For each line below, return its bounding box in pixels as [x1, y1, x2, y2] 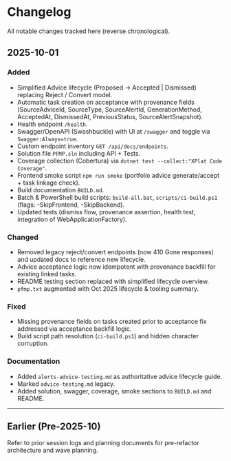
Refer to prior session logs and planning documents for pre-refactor [7, 439, 199, 447]
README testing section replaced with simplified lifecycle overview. [16, 277, 210, 285]
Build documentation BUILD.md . [16, 185, 104, 194]
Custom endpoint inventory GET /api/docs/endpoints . [16, 142, 169, 150]
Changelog [7, 4, 71, 20]
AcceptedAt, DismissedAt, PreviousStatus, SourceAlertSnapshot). [16, 112, 203, 121]
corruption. [16, 339, 49, 348]
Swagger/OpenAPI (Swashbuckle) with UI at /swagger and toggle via [16, 127, 210, 135]
